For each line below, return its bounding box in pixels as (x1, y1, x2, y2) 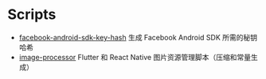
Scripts (7, 6, 57, 24)
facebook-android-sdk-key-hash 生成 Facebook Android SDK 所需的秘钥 (18, 32, 258, 42)
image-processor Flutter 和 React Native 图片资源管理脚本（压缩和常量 (18, 52, 252, 62)
